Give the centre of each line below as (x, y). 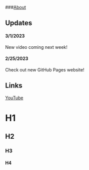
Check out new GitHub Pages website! (45, 69)
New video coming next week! (36, 47)
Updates (19, 23)
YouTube (14, 98)
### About (16, 7)
